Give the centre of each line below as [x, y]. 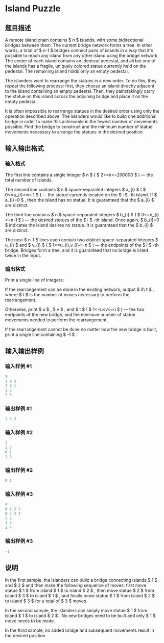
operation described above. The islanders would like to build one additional [81, 116]
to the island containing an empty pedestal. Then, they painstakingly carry [80, 91]
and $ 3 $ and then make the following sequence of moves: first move [76, 585]
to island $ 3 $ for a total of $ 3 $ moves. [46, 601]
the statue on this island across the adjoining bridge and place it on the [77, 96]
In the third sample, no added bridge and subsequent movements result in [80, 630]
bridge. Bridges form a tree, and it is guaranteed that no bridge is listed [77, 250]
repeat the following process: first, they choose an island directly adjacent [80, 86]
